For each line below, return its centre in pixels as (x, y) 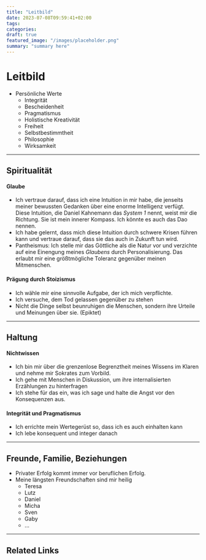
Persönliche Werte (39, 93)
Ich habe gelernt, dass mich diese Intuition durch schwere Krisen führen (106, 232)
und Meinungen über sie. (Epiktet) (58, 312)
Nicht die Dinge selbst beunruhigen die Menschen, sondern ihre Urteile (105, 306)
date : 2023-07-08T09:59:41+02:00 (49, 18)
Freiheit (34, 126)
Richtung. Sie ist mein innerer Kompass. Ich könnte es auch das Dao (101, 220)
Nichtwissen (23, 353)
